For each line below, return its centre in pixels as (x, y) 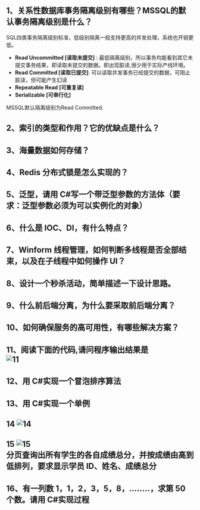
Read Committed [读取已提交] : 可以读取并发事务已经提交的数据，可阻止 (102, 72)
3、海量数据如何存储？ (48, 150)
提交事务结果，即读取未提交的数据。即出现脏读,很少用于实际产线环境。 (101, 65)
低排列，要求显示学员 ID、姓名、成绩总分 (82, 466)
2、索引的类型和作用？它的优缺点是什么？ (83, 128)
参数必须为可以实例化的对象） (92, 205)
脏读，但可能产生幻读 (41, 80)
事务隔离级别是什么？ (53, 22)
